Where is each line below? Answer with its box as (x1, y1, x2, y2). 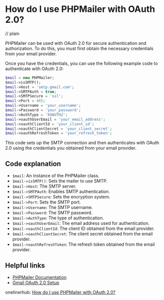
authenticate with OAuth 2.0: (5, 66, 64, 72)
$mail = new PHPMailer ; (5, 75, 55, 80)
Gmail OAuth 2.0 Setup (12, 280, 60, 286)
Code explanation (5, 159, 61, 168)
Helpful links (5, 261, 45, 270)
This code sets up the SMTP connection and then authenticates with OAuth (5, 140, 160, 146)
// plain (5, 30, 20, 36)
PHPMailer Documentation (12, 274, 67, 280)
